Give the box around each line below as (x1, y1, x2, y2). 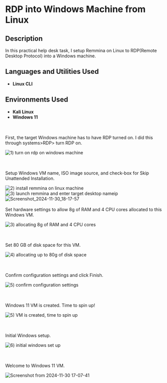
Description (5, 34, 43, 43)
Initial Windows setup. (5, 332, 51, 338)
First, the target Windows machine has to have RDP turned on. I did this (5, 134, 153, 140)
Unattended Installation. (5, 175, 55, 181)
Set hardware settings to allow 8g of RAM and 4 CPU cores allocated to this (5, 206, 162, 212)
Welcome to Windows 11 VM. (5, 362, 65, 368)
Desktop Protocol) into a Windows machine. (5, 53, 97, 59)
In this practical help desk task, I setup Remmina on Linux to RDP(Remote (5, 48, 157, 53)
